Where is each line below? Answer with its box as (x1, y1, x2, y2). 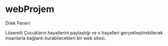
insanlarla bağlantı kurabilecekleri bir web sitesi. (5, 35, 106, 41)
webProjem (5, 3, 54, 15)
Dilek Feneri (5, 20, 31, 26)
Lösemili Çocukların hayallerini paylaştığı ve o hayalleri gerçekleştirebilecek (5, 29, 163, 35)
